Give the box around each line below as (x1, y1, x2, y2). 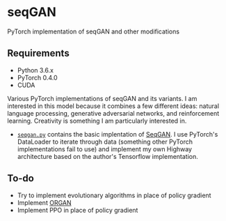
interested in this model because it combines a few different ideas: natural (7, 102, 220, 110)
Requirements (7, 47, 70, 59)
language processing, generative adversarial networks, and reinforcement (7, 109, 220, 117)
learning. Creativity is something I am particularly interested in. (7, 116, 187, 125)
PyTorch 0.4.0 (17, 73, 58, 82)
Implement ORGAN (17, 198, 72, 206)
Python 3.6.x (17, 66, 54, 74)
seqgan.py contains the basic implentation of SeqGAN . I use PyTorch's (17, 130, 218, 138)
